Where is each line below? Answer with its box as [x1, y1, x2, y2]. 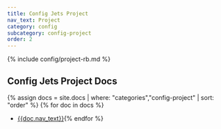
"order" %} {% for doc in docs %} [7, 101, 104, 109]
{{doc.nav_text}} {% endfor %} [17, 114, 104, 122]
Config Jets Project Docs [7, 75, 117, 87]
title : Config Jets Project [7, 10, 89, 17]
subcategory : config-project [7, 29, 92, 37]
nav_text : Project [7, 17, 60, 24]
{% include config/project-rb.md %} [7, 55, 111, 63]
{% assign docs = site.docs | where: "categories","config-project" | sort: [7, 93, 214, 101]
